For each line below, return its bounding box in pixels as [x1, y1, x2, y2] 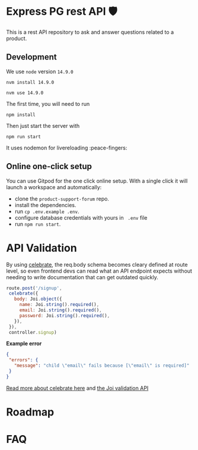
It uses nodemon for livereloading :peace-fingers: [6, 144, 127, 151]
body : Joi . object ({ [14, 296, 62, 302]
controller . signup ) [8, 329, 58, 335]
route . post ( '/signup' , [6, 285, 62, 291]
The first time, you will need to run [6, 100, 90, 107]
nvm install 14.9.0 [6, 79, 55, 85]
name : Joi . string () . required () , [19, 302, 100, 308]
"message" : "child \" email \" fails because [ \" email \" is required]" [14, 362, 190, 369]
